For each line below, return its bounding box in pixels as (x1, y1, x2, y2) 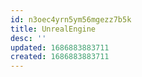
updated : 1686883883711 (10, 42, 110, 53)
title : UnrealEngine (10, 24, 97, 34)
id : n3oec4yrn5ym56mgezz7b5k (10, 14, 132, 25)
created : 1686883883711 (10, 52, 110, 62)
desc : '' (10, 33, 47, 43)
